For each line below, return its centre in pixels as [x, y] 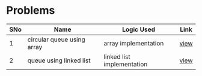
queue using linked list [59, 60]
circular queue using [56, 39]
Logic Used [139, 29]
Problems [31, 10]
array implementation [134, 43]
